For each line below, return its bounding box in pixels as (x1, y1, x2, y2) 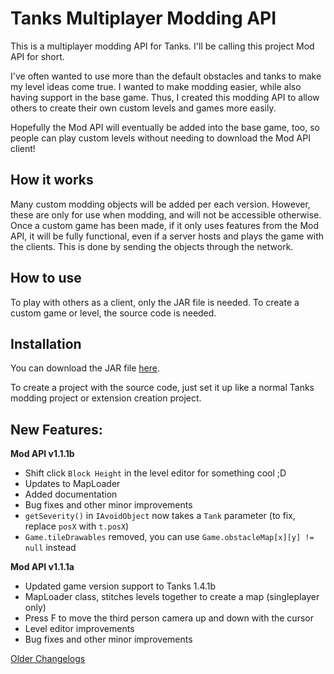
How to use (10, 270, 82, 287)
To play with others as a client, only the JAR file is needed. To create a (10, 296, 300, 308)
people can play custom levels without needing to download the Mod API (10, 132, 311, 144)
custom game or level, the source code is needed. (10, 307, 217, 319)
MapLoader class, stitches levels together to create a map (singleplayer (24, 591, 320, 603)
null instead (24, 542, 77, 554)
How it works (10, 172, 94, 189)
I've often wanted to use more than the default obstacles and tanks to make (10, 70, 322, 82)
